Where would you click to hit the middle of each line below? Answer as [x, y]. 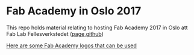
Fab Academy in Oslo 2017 [74, 11]
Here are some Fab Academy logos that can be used [72, 45]
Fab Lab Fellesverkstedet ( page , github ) [55, 33]
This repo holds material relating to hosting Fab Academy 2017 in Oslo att [97, 27]
